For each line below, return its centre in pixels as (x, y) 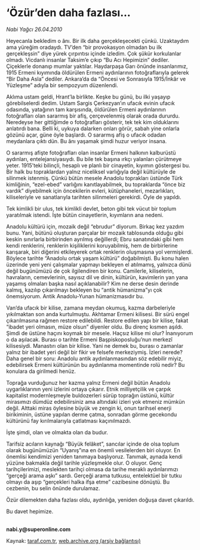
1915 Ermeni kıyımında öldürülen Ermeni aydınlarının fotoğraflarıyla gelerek (98, 72)
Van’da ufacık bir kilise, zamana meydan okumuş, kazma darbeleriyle (91, 308)
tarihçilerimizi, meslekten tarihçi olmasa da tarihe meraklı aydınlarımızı (92, 469)
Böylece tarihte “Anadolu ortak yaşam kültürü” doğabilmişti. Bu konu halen (98, 258)
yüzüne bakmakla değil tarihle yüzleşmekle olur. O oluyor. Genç (84, 463)
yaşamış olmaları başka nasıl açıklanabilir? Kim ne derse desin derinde (93, 283)
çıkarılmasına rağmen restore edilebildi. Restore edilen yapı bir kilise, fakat (97, 320)
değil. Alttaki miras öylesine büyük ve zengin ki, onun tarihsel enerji (89, 408)
